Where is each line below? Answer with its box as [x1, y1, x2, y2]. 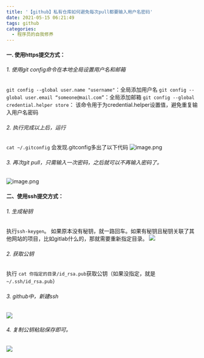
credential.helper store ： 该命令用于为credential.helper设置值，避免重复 [6, 101, 192, 108]
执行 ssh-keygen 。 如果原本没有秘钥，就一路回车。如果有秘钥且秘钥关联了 [6, 228, 189, 235]
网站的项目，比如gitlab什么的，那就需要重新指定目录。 [11, 235, 148, 243]
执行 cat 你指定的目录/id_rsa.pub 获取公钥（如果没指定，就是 [6, 270, 156, 277]
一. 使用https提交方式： [6, 51, 66, 58]
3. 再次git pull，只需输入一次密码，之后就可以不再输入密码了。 [6, 158, 163, 166]
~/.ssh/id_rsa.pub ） [6, 277, 58, 285]
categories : [6, 25, 36, 32]
